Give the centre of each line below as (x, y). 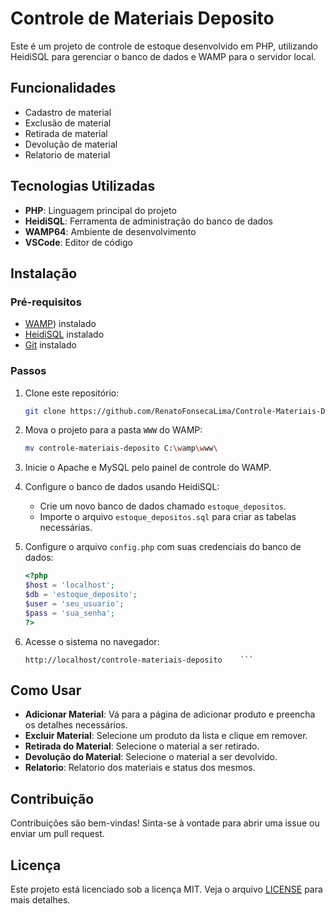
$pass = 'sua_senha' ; (70, 613)
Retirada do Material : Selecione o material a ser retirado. (142, 746)
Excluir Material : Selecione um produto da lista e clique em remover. (166, 736)
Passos (28, 371)
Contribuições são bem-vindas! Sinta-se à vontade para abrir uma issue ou (165, 823)
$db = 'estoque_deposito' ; (81, 595)
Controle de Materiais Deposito (142, 18)
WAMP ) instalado (60, 324)
